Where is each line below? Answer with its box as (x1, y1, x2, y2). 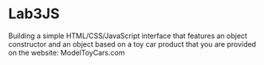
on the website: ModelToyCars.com (8, 48, 125, 57)
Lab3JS (8, 5, 60, 23)
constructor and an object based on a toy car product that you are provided (8, 39, 257, 48)
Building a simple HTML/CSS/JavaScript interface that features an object (8, 31, 247, 40)
